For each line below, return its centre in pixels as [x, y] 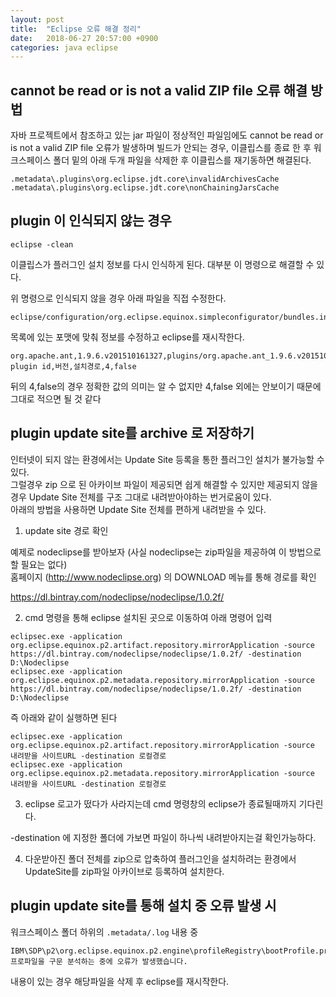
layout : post [37, 19]
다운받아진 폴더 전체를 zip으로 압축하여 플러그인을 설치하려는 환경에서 [160, 858]
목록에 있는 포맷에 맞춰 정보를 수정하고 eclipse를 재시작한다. [127, 337]
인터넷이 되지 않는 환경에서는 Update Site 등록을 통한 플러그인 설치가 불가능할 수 [167, 459]
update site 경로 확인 [66, 530]
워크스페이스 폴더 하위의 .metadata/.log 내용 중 [104, 932]
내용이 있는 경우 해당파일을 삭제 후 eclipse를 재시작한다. [120, 981]
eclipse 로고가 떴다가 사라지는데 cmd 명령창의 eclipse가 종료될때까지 [160, 803]
